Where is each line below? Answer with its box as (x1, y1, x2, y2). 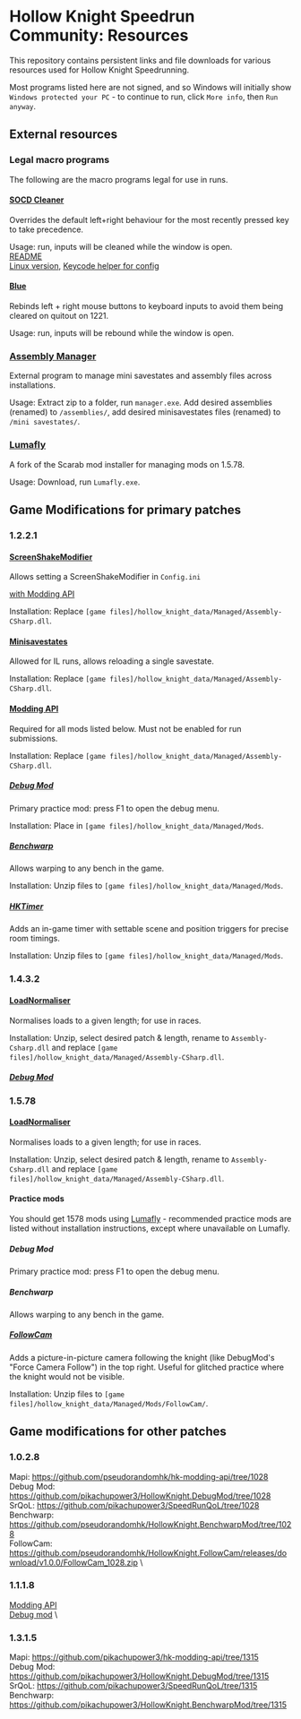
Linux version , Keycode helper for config (9, 260, 159, 271)
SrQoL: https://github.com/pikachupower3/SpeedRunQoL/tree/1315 (9, 1680, 258, 1691)
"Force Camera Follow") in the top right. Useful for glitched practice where (9, 1362, 285, 1372)
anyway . (9, 100, 36, 111)
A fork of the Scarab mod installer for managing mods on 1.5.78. (9, 459, 245, 469)
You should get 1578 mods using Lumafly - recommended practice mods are (9, 1213, 292, 1224)
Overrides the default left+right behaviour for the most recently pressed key (9, 214, 289, 225)
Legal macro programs (9, 154, 110, 167)
